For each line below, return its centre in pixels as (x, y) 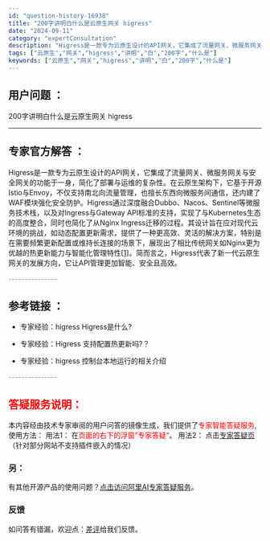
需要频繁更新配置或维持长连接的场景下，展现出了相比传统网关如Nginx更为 (137, 243)
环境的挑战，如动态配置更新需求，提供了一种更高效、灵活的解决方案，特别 (131, 232)
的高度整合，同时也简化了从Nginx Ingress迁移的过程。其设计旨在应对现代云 (133, 223)
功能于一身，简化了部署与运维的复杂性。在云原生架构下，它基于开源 (149, 182)
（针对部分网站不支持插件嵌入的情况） (72, 445)
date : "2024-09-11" (41, 31)
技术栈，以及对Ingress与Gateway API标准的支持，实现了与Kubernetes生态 (138, 212)
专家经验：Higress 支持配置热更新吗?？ (85, 344)
